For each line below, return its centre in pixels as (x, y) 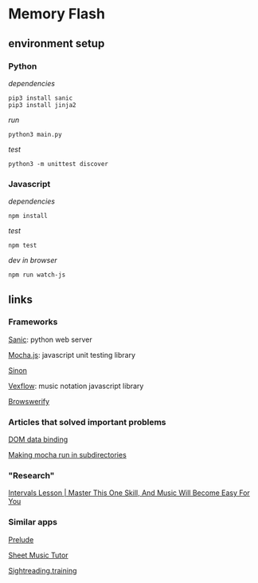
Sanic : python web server (51, 339)
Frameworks (33, 322)
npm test (23, 246)
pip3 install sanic (41, 98)
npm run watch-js (37, 275)
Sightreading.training (43, 570)
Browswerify (29, 401)
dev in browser (33, 260)
